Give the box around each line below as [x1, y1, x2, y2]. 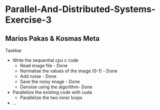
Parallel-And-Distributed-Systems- [5, 4, 156, 15]
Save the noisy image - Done [20, 79, 80, 84]
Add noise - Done [20, 73, 57, 79]
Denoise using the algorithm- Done [20, 84, 93, 90]
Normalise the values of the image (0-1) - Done [20, 68, 118, 74]
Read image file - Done [20, 63, 68, 68]
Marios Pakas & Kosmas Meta [5, 34, 100, 43]
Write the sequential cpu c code [12, 57, 79, 63]
